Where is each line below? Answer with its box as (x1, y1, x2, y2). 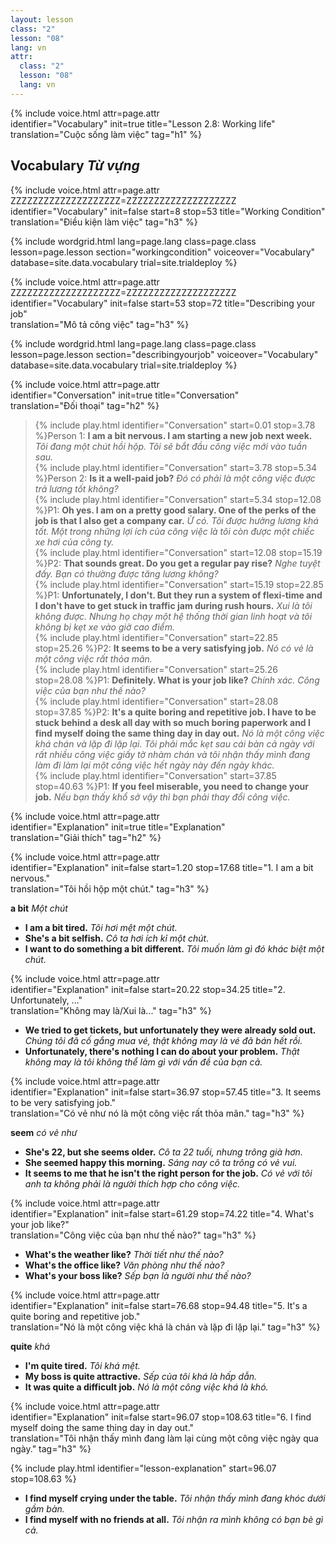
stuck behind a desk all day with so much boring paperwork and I (34, 716, 311, 728)
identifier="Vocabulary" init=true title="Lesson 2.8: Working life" (10, 117, 276, 130)
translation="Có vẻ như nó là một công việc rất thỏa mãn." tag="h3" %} (10, 1107, 305, 1119)
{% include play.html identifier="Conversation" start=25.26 (34, 663, 278, 675)
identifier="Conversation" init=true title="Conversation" (10, 389, 240, 401)
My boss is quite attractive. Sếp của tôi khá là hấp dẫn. (24, 1370, 258, 1382)
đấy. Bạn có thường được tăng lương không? (34, 567, 219, 580)
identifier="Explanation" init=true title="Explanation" (10, 821, 226, 833)
